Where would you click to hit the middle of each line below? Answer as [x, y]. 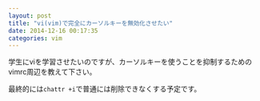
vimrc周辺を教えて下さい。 [52, 72]
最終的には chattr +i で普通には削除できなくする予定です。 [105, 89]
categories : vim [35, 38]
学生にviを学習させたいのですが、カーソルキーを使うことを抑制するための [130, 62]
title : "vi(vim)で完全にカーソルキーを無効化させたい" [91, 23]
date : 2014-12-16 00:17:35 [53, 30]
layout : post [30, 16]
